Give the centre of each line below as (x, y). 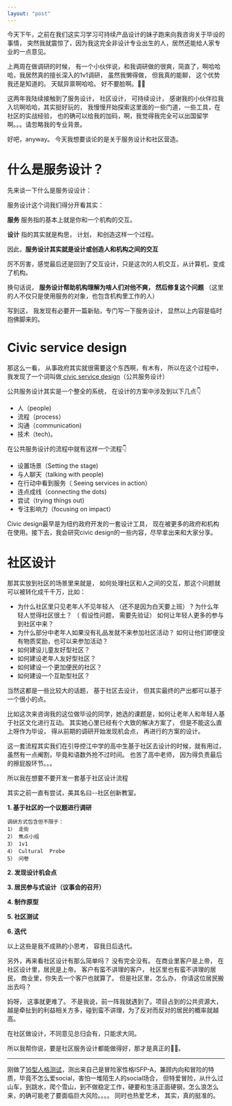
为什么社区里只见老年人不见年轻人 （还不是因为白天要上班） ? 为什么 (115, 606)
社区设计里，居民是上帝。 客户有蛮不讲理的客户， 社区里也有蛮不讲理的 (109, 969)
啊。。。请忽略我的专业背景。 (47, 124)
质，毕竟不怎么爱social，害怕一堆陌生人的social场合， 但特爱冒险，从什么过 (115, 1078)
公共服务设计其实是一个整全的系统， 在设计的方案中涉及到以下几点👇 (104, 391)
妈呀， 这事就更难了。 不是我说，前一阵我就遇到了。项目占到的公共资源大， (115, 1001)
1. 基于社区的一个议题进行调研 (49, 807)
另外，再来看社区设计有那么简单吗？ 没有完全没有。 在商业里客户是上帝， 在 (116, 961)
